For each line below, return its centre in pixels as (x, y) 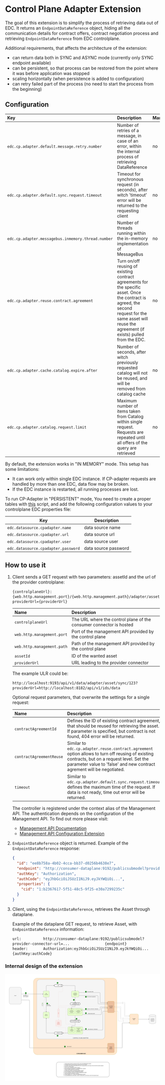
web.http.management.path (41, 647)
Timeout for (129, 174)
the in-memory (133, 238)
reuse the (127, 324)
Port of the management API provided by (113, 632)
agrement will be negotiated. (96, 770)
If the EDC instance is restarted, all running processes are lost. (75, 489)
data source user (101, 541)
